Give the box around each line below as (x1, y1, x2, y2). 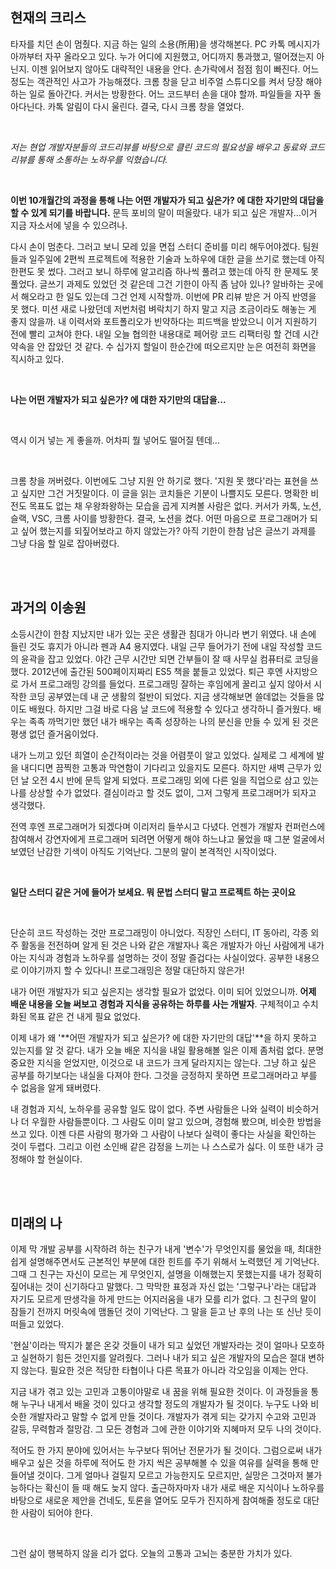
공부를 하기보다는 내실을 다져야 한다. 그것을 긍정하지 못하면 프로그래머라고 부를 (10, 1069, 318, 1081)
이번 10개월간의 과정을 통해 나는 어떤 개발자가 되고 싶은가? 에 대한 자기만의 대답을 (10, 194, 325, 206)
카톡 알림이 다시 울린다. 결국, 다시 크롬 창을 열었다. (47, 100, 245, 112)
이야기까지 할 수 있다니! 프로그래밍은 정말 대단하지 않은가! (20, 964, 245, 976)
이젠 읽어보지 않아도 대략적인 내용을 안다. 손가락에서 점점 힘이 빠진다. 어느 (31, 63, 320, 75)
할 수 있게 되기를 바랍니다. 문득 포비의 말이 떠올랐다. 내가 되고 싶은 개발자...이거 (10, 206, 318, 218)
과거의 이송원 (10, 599, 87, 617)
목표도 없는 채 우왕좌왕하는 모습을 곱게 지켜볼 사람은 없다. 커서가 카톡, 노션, (28, 499, 322, 512)
